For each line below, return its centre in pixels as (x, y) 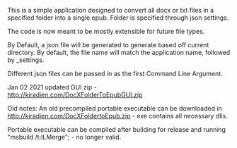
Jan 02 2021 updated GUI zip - (52, 87)
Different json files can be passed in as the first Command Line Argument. (115, 74)
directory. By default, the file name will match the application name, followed (119, 53)
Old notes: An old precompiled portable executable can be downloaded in (115, 108)
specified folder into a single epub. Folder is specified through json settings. (118, 18)
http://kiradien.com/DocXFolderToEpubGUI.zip (75, 95)
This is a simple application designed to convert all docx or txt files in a (111, 10)
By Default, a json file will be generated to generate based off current (108, 45)
